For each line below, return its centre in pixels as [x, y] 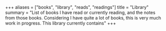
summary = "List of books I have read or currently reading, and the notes [80, 12]
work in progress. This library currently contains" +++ [61, 23]
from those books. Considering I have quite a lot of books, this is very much [83, 18]
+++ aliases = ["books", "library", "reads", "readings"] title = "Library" [77, 7]
